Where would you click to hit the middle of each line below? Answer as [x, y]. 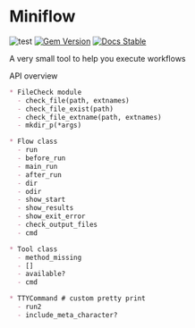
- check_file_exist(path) [66, 109]
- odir [30, 191]
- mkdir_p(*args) [50, 126]
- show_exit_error [52, 216]
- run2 [30, 307]
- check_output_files [58, 225]
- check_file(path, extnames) [73, 100]
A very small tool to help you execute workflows [97, 58]
